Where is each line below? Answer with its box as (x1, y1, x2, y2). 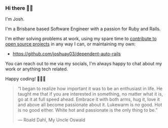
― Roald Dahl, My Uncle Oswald (17, 117, 86, 123)
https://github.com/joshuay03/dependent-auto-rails (12, 51, 121, 57)
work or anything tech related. (5, 66, 68, 72)
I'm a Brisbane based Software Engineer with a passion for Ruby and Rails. (5, 26, 161, 32)
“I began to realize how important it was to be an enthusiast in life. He (17, 86, 163, 92)
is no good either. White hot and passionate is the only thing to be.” (17, 107, 158, 113)
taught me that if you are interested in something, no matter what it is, (17, 91, 163, 97)
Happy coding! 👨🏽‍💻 (5, 76, 46, 82)
